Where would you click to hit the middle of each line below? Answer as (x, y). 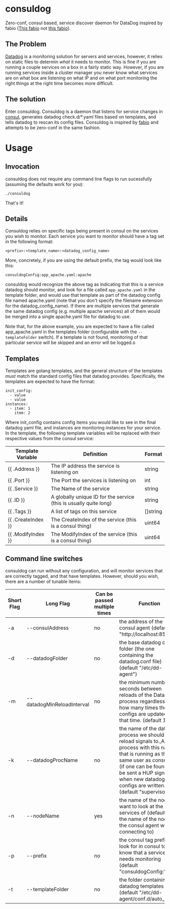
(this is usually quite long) (81, 503)
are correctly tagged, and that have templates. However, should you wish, (82, 576)
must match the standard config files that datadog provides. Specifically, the (85, 376)
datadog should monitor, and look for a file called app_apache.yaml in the (80, 290)
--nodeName (43, 816)
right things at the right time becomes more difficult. (59, 83)
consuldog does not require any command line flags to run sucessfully (79, 179)
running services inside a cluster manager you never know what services (81, 72)
